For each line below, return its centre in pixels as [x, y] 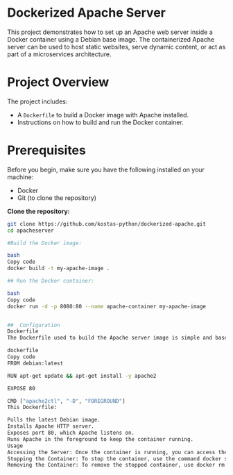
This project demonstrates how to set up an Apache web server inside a [110, 32]
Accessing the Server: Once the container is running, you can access [111, 452]
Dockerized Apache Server [87, 13]
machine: [20, 177]
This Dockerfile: [32, 408]
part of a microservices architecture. [60, 54]
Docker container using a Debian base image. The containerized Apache [111, 39]
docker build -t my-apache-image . [59, 269]
